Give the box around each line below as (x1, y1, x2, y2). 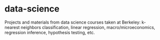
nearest (4, 24, 20, 30)
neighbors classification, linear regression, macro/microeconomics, (20, 24, 156, 30)
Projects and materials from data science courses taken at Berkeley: (4, 19, 141, 25)
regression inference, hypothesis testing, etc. (4, 29, 95, 35)
